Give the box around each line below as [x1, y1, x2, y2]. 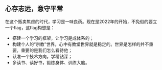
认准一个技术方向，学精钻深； [12, 53, 72, 59]
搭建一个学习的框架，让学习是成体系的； [12, 35, 94, 41]
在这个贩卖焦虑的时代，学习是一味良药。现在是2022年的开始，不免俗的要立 [5, 19, 158, 24]
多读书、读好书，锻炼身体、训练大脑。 [12, 59, 90, 65]
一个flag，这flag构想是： [5, 24, 55, 30]
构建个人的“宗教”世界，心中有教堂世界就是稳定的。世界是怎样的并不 [12, 41, 149, 47]
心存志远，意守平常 [5, 4, 63, 13]
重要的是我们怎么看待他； [21, 47, 72, 53]
